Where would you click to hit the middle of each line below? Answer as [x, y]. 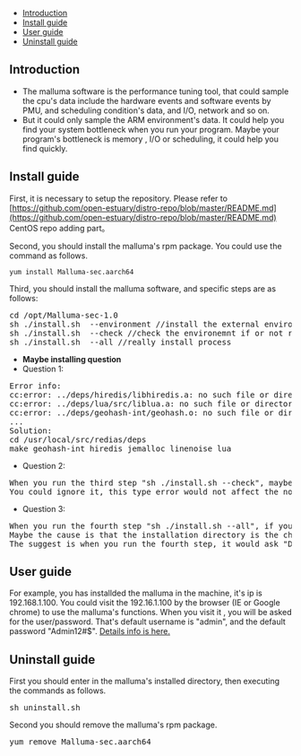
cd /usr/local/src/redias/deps [78, 439]
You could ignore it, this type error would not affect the [144, 491]
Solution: [30, 430]
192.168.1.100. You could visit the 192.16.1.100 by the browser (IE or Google [145, 603]
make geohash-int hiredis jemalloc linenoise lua [120, 448]
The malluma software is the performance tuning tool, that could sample [155, 91]
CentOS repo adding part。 [60, 228]
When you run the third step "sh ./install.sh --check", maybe [151, 482]
